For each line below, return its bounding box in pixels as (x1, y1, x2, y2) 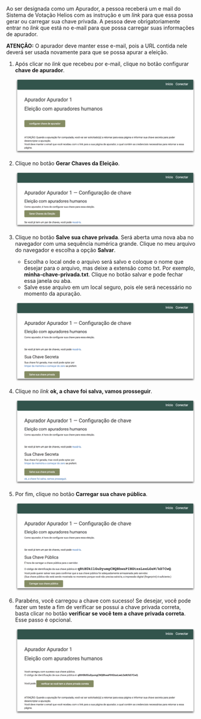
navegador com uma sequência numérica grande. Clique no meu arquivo (14, 240, 196, 247)
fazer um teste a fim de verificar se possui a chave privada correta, (14, 604, 181, 611)
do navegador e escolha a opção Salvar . (14, 246, 116, 254)
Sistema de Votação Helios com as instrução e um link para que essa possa (6, 11, 193, 19)
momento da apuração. (23, 290, 82, 297)
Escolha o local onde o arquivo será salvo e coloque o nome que (23, 258, 184, 265)
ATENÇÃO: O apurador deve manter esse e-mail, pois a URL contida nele (6, 42, 188, 49)
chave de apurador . (14, 67, 65, 74)
